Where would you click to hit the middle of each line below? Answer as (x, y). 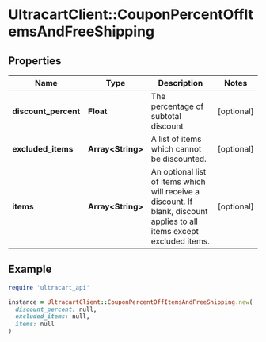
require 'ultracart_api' (49, 287)
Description (180, 83)
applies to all (174, 221)
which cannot (176, 149)
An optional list (179, 172)
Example (30, 269)
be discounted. (179, 159)
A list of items (176, 139)
